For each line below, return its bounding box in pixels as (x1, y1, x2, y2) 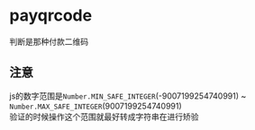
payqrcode (9, 5, 93, 26)
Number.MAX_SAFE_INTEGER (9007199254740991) (9, 100, 182, 111)
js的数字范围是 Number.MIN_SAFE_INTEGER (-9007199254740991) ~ (9, 91, 247, 101)
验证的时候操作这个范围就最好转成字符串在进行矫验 (9, 111, 199, 122)
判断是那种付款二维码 (9, 36, 88, 47)
